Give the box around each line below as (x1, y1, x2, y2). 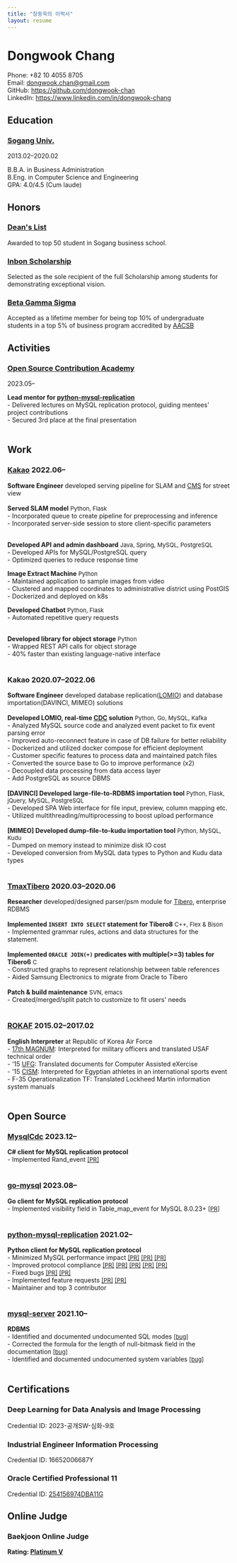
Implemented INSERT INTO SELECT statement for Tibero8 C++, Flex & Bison (7, 920, 224, 929)
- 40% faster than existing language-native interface (7, 649, 161, 658)
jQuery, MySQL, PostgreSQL (7, 797, 84, 805)
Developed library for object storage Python (7, 634, 137, 643)
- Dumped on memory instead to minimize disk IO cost (7, 841, 166, 849)
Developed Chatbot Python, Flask (7, 605, 104, 614)
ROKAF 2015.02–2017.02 (7, 1020, 94, 1030)
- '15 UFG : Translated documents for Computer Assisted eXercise (7, 1060, 198, 1068)
